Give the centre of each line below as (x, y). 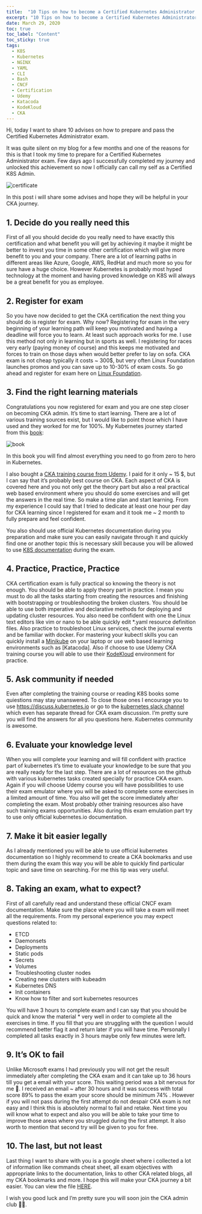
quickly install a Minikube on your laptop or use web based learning (90, 641)
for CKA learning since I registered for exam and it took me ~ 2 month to (96, 512)
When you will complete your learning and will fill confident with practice (96, 759)
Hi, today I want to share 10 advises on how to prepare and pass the (90, 130)
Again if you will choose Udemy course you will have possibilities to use (95, 785)
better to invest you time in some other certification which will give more (96, 250)
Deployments (31, 947)
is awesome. (22, 726)
